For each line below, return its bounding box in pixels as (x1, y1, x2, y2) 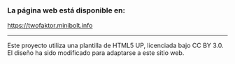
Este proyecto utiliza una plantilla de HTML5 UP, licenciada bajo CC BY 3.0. (7, 41, 224, 50)
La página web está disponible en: (7, 6, 126, 15)
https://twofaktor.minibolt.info (7, 22, 93, 30)
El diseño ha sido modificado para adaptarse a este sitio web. (7, 49, 185, 57)
